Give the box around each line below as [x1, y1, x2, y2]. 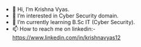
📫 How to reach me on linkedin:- [12, 25, 96, 33]
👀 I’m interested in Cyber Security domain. [12, 12, 119, 19]
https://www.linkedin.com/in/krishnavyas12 [12, 34, 121, 41]
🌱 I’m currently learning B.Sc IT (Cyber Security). [12, 19, 136, 25]
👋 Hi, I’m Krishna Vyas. [12, 6, 70, 13]
